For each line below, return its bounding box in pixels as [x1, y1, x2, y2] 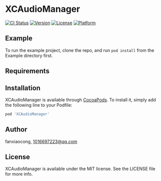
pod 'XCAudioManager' [5, 111, 50, 117]
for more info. [5, 171, 33, 177]
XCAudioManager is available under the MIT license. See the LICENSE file [5, 166, 156, 172]
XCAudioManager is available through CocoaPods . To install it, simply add [5, 96, 156, 102]
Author [5, 125, 27, 134]
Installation [5, 84, 41, 92]
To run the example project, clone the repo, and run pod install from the [5, 47, 155, 53]
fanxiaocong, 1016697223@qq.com [5, 138, 78, 144]
